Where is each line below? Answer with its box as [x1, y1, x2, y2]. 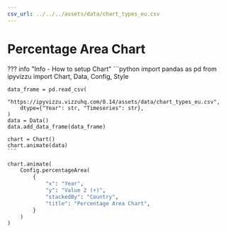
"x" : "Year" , [45, 180, 84, 188]
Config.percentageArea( [20, 167, 91, 174]
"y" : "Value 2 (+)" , [45, 187, 106, 194]
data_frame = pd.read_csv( [7, 86, 87, 93]
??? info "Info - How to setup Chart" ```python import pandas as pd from [7, 65, 217, 73]
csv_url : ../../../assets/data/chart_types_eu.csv [7, 10, 160, 18]
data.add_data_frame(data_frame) [7, 123, 106, 130]
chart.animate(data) [7, 141, 69, 149]
